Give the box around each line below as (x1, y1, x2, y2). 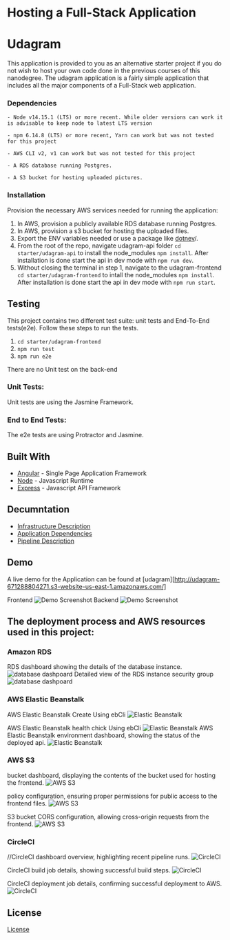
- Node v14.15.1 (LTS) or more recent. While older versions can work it (7, 114, 224, 121)
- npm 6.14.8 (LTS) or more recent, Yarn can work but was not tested (7, 132, 214, 139)
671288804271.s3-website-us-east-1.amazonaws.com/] (7, 582, 167, 590)
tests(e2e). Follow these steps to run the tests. (7, 323, 139, 332)
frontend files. (7, 799, 47, 808)
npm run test (17, 346, 55, 352)
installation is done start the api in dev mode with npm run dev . (17, 256, 194, 264)
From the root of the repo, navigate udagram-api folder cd (17, 241, 181, 250)
